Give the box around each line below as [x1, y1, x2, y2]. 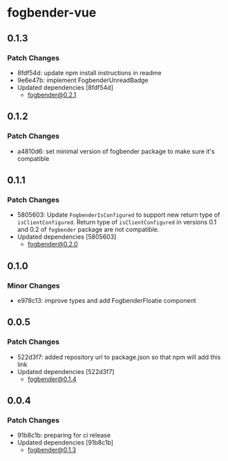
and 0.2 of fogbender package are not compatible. [17, 226, 160, 234]
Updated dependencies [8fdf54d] [17, 83, 114, 91]
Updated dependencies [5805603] [17, 233, 117, 241]
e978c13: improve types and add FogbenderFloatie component [17, 296, 196, 304]
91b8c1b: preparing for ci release [17, 431, 111, 440]
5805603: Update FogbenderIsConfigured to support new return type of [17, 210, 220, 219]
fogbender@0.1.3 [27, 446, 77, 454]
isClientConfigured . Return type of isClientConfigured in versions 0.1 [17, 218, 217, 226]
